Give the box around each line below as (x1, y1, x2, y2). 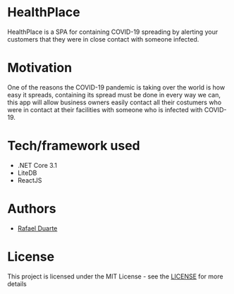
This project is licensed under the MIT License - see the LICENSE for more (7, 272, 223, 281)
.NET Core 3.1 (17, 161, 58, 169)
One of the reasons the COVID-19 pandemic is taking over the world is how (7, 82, 226, 92)
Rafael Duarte (17, 223, 58, 233)
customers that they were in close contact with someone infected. (7, 35, 199, 43)
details (7, 279, 27, 288)
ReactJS (17, 176, 42, 184)
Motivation (7, 60, 73, 76)
